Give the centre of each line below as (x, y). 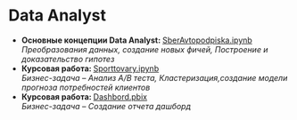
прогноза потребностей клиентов (86, 87)
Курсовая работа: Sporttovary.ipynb (90, 68)
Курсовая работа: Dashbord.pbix (84, 96)
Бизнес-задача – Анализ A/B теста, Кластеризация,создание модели (154, 77)
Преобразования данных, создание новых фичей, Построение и (144, 49)
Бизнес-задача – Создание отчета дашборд (106, 106)
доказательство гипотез (68, 59)
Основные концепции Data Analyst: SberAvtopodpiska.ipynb (137, 40)
